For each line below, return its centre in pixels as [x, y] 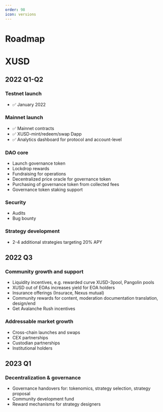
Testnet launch [23, 93]
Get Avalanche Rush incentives [44, 309]
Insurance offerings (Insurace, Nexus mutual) [58, 293]
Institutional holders [32, 348]
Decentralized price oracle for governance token [62, 179]
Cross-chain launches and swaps [46, 332]
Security [16, 202]
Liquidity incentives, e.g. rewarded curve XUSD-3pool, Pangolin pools [83, 282]
